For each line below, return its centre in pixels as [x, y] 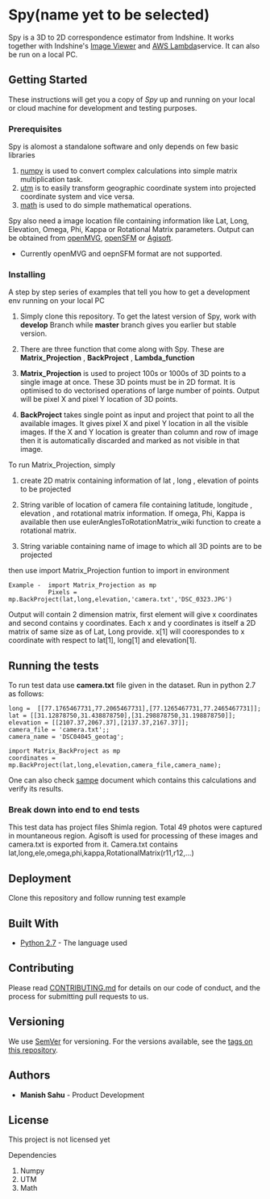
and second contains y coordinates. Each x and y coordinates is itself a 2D [132, 623]
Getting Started [48, 80]
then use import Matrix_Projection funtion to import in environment [119, 571]
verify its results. [36, 789]
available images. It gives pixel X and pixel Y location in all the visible [134, 424]
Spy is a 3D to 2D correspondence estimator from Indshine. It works [121, 37]
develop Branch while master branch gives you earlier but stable [128, 325]
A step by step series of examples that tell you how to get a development [129, 292]
